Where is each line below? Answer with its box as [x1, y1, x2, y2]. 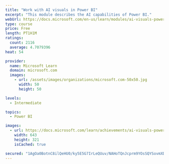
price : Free [5, 26, 30, 31]
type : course [5, 21, 33, 27]
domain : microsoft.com [10, 68, 57, 73]
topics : [5, 109, 22, 115]
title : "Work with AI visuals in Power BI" [5, 7, 98, 13]
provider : [5, 58, 26, 63]
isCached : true [14, 142, 46, 147]
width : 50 [18, 82, 39, 87]
